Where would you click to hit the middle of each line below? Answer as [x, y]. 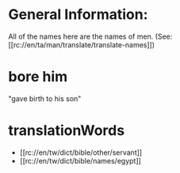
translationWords [67, 131]
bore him [38, 77]
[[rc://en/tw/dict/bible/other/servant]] [81, 152]
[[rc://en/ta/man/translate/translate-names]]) [82, 44]
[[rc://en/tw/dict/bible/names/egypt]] [80, 160]
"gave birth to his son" [45, 98]
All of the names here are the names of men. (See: [90, 36]
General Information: [78, 15]
